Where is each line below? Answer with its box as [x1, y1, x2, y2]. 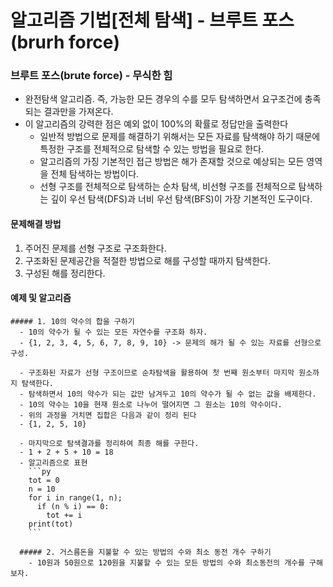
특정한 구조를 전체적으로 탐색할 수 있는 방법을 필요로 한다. [39, 143, 265, 155]
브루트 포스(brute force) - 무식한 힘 [10, 69, 173, 83]
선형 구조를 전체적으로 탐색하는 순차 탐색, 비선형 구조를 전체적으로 [39, 181, 297, 193]
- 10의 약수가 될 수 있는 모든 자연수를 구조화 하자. [19, 327, 208, 337]
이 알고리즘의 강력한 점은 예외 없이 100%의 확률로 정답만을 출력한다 [24, 118, 289, 130]
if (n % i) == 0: [36, 501, 110, 511]
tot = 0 [28, 475, 60, 485]
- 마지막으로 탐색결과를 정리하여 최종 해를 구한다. [19, 438, 200, 448]
